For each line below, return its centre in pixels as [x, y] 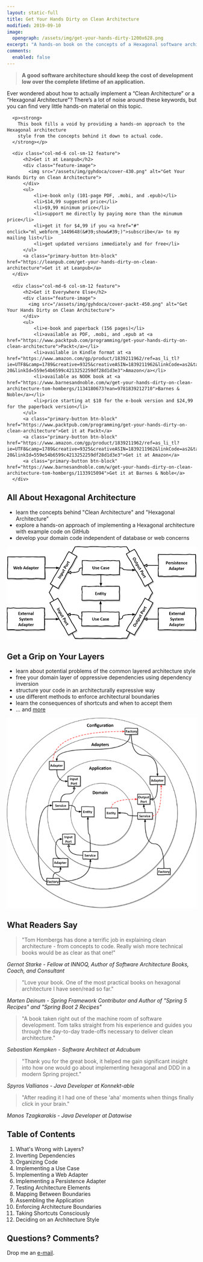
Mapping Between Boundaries [53, 1194]
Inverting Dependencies [45, 1155]
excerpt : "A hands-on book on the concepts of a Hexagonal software [95, 45]
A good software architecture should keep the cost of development [107, 75]
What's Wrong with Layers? [50, 1149]
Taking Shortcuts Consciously [53, 1213]
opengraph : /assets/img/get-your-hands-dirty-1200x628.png [88, 38]
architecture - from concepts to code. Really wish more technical [102, 946]
